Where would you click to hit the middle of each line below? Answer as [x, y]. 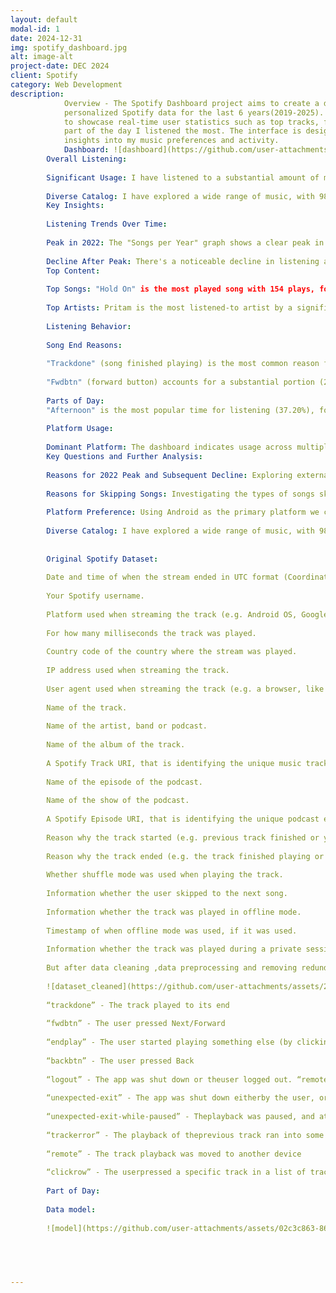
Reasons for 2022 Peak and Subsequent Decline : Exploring [169, 475]
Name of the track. [87, 707]
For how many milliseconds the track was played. [151, 633]
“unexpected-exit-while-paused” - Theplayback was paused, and [180, 1117]
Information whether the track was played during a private [174, 949]
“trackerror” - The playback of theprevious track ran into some [185, 1135]
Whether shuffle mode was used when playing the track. [165, 875]
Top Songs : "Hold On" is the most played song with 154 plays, [180, 289]
